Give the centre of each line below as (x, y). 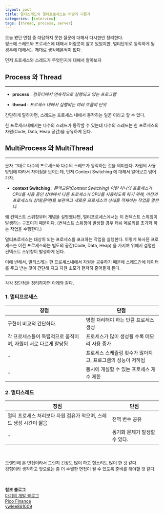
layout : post (18, 10)
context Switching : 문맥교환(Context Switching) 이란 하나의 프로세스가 (82, 188)
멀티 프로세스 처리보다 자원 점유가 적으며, (52, 416)
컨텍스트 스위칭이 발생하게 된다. (35, 251)
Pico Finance (18, 501)
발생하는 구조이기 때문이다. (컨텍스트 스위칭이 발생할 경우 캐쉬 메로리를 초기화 (79, 223)
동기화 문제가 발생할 (133, 432)
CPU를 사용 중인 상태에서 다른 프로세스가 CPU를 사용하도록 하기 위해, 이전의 (85, 194)
